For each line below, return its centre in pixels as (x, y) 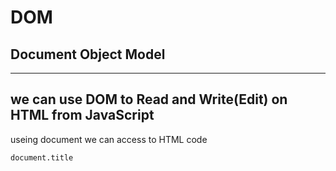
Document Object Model (88, 54)
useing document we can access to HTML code (109, 139)
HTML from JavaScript (82, 115)
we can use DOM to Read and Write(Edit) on (149, 99)
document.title (42, 157)
